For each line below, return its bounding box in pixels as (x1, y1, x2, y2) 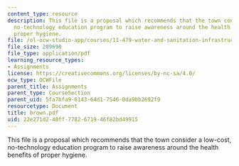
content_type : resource (7, 10, 78, 18)
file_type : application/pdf (7, 50, 91, 57)
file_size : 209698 (7, 43, 62, 50)
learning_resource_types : (7, 57, 84, 64)
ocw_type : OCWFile (7, 76, 62, 84)
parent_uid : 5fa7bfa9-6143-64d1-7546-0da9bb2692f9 (7, 96, 161, 104)
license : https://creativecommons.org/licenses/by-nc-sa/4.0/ (7, 70, 196, 77)
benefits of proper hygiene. (7, 150, 87, 159)
